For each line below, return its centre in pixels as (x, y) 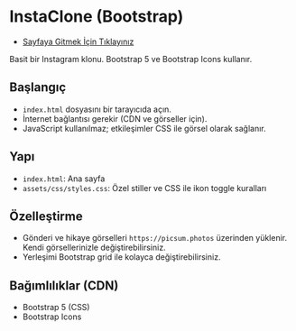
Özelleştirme (46, 216)
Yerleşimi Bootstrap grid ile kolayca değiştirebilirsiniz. (121, 257)
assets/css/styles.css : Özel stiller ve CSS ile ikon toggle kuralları (144, 188)
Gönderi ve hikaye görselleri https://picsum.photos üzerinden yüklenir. (154, 238)
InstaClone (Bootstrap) (97, 17)
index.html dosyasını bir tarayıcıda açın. (97, 109)
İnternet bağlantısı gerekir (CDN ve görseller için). (115, 118)
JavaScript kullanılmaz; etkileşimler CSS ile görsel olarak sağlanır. (144, 128)
